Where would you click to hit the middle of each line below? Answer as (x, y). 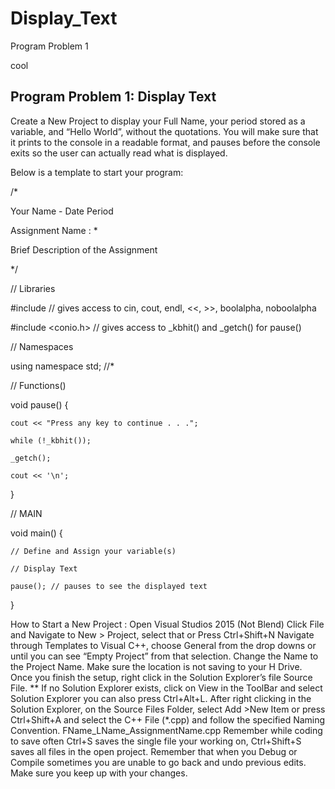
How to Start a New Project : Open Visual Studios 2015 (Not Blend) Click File (167, 624)
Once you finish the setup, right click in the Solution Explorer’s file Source (161, 677)
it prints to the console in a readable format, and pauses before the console (165, 142)
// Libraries (33, 288)
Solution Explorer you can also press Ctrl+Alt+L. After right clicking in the (161, 698)
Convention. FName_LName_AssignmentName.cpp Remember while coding (166, 730)
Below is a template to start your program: (97, 172)
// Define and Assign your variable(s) (93, 551)
